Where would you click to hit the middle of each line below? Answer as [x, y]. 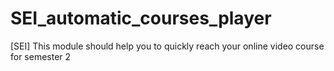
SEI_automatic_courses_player [141, 18]
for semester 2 [41, 56]
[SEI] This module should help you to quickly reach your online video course [167, 46]
